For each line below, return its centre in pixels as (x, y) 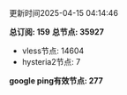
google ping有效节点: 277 (56, 81)
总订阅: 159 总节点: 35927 (56, 32)
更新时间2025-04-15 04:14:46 (64, 13)
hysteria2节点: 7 (51, 62)
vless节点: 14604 (53, 51)
